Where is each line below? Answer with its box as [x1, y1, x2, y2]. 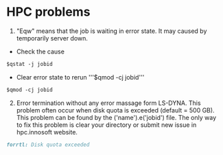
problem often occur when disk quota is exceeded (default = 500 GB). [16, 106, 215, 114]
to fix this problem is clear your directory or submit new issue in [16, 121, 197, 129]
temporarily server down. [16, 34, 89, 42]
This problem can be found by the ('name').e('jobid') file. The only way [16, 113, 217, 121]
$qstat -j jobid [6, 60, 53, 67]
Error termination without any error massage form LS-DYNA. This [16, 99, 201, 107]
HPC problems [6, 4, 91, 20]
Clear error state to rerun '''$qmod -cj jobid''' [16, 73, 145, 81]
